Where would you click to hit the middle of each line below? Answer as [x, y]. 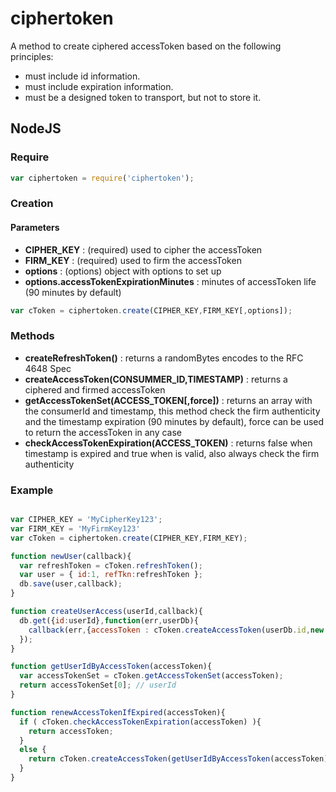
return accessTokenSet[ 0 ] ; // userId [98, 685]
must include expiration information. [99, 86]
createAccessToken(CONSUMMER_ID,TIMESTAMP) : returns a [156, 379]
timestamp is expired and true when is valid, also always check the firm [172, 453]
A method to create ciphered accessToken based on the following [146, 46]
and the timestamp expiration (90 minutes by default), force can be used [174, 421]
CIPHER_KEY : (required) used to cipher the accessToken [143, 249]
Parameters [35, 228]
